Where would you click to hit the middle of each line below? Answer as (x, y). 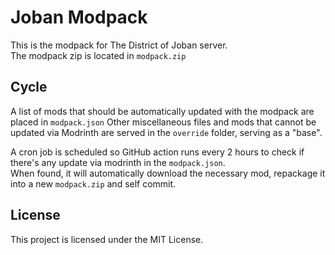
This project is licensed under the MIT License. (107, 239)
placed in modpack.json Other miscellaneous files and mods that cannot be (163, 122)
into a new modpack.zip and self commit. (93, 183)
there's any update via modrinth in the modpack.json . (118, 162)
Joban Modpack (79, 17)
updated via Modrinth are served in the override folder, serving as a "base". (166, 132)
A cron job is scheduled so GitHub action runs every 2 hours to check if (157, 152)
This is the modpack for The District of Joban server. (119, 45)
